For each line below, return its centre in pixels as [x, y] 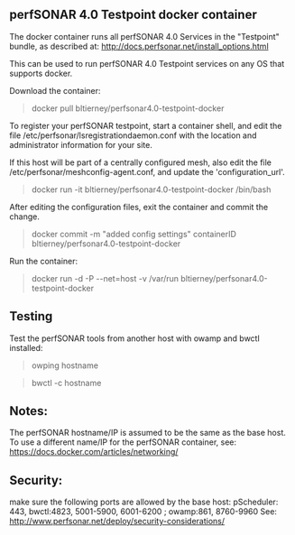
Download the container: [55, 90]
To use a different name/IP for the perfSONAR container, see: [123, 442]
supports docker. [41, 73]
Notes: [28, 411]
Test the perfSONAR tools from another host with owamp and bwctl [134, 338]
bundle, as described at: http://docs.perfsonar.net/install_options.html [139, 46]
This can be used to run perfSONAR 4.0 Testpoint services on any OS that [147, 63]
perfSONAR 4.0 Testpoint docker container [133, 15]
